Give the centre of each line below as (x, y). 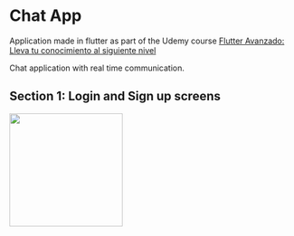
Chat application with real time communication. (97, 68)
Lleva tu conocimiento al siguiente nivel (83, 50)
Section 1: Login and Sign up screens (115, 96)
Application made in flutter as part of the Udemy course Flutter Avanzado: (147, 41)
